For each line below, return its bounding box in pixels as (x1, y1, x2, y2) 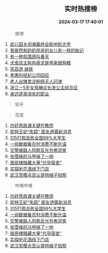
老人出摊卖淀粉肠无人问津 (9, 78, 62, 84)
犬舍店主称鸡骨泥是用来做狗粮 (9, 60, 71, 65)
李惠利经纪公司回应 (9, 72, 50, 78)
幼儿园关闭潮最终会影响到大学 (9, 41, 71, 47)
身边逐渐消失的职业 (9, 91, 50, 97)
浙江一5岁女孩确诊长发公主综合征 (9, 84, 78, 90)
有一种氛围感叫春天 (9, 54, 50, 60)
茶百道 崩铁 (9, 66, 33, 72)
